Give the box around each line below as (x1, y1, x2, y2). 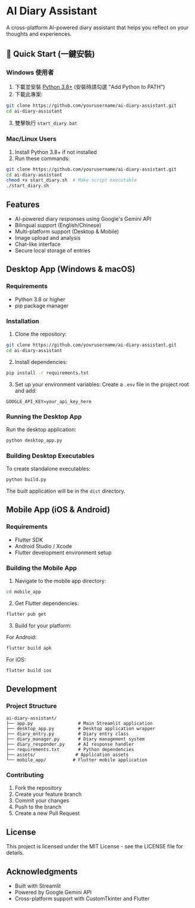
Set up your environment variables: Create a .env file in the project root (14, 381, 189, 388)
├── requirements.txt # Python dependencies (6, 747, 134, 753)
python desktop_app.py (6, 437, 62, 443)
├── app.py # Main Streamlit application (6, 721, 153, 727)
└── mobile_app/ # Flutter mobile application (6, 757, 147, 763)
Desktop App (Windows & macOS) (6, 264, 136, 274)
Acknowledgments (6, 866, 78, 876)
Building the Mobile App (6, 564, 77, 572)
